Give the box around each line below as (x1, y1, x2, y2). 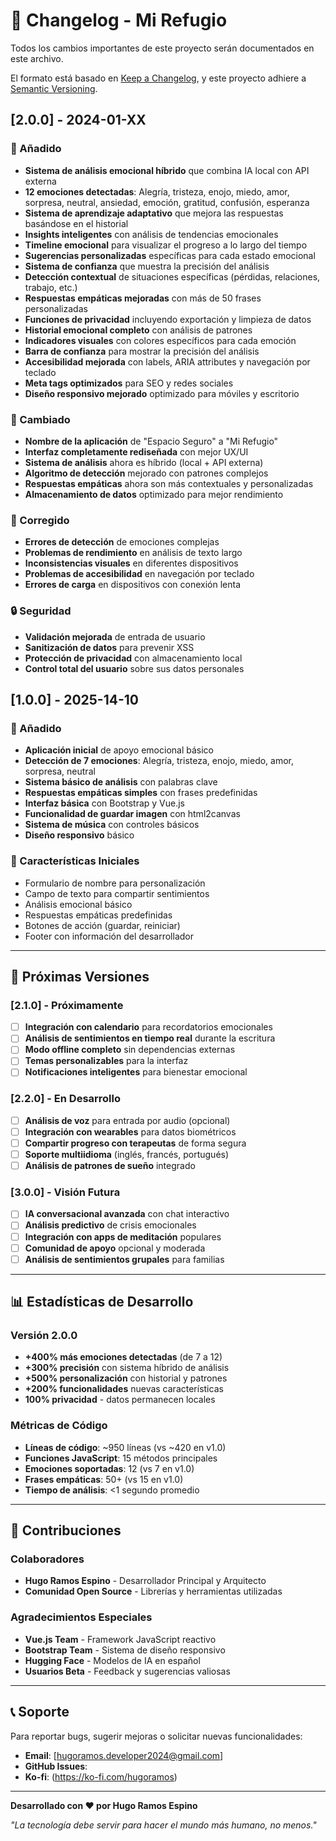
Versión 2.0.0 (10, 1329, 78, 1343)
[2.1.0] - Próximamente (10, 998, 124, 1012)
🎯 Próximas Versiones (10, 968, 150, 985)
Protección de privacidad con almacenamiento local (24, 652, 243, 664)
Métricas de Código (10, 1419, 108, 1433)
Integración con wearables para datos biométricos (24, 1125, 237, 1138)
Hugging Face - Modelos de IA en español (24, 1654, 201, 1666)
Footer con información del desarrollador (24, 930, 194, 942)
